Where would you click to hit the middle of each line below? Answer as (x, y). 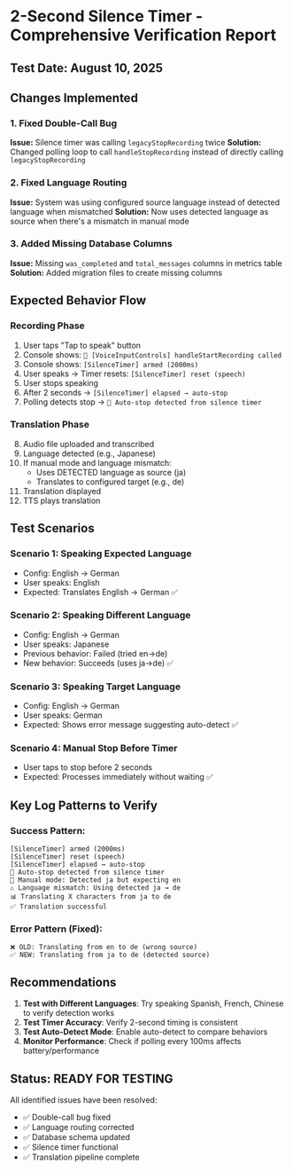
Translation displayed (62, 491)
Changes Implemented (74, 98)
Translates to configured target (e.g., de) (110, 482)
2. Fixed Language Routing (69, 183)
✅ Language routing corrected (78, 1128)
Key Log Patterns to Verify (84, 805)
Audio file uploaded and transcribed (89, 444)
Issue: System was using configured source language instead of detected (145, 202)
